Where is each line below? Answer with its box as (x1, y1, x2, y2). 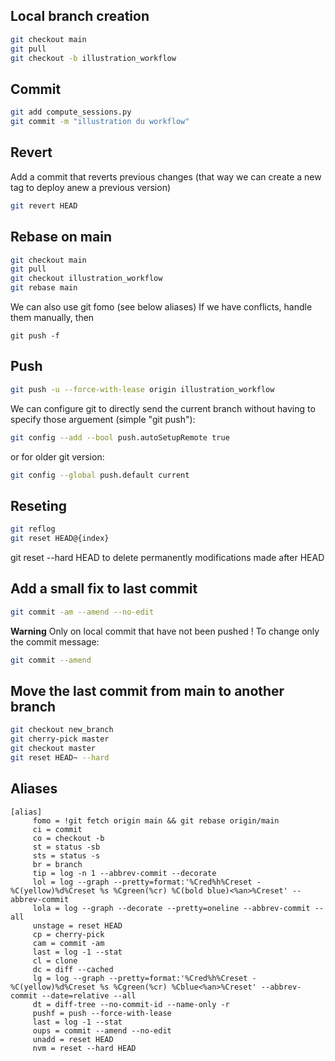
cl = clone (32, 955, 78, 966)
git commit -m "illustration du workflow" (10, 117, 190, 127)
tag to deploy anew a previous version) (10, 181, 172, 193)
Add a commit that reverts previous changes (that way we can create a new (10, 170, 322, 183)
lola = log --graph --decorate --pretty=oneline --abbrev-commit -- (32, 903, 325, 913)
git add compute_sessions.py (10, 107, 132, 118)
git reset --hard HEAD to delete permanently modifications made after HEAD (10, 552, 325, 563)
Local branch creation (10, 8, 150, 25)
